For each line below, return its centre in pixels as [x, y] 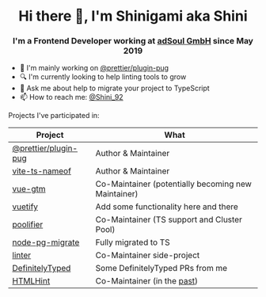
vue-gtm [29, 189]
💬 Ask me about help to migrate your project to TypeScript [114, 88]
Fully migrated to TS [133, 242]
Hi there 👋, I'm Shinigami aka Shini [133, 16]
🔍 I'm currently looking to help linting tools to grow [103, 77]
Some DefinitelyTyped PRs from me [161, 268]
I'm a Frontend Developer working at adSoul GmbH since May [133, 41]
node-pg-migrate [46, 242]
